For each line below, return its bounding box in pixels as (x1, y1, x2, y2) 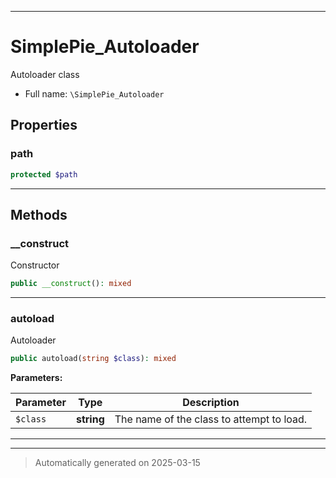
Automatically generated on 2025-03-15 (34, 457, 201, 469)
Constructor (10, 259, 60, 271)
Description (182, 396, 240, 410)
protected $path (10, 169, 78, 180)
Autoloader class (10, 68, 80, 80)
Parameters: (10, 372, 63, 384)
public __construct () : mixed (10, 279, 132, 289)
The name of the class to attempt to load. (114, 412, 308, 426)
